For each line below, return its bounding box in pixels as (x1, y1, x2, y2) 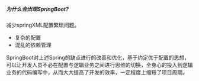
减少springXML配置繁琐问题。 (6, 21, 80, 28)
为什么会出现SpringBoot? (6, 5, 69, 12)
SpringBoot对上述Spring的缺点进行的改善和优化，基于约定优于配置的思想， (6, 54, 190, 61)
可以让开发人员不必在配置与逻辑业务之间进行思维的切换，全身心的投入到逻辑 (6, 61, 193, 68)
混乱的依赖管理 (14, 41, 52, 48)
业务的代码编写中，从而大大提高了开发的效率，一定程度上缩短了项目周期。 (6, 69, 188, 76)
